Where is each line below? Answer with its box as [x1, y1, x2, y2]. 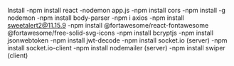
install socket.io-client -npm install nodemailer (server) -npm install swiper [7, 44, 225, 52]
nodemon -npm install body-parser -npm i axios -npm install [7, 13, 185, 22]
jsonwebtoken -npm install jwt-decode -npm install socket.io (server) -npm [7, 36, 228, 45]
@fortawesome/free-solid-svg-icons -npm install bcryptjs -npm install [7, 28, 213, 37]
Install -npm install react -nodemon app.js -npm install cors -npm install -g [7, 6, 226, 14]
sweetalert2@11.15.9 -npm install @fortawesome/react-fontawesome [7, 21, 209, 29]
